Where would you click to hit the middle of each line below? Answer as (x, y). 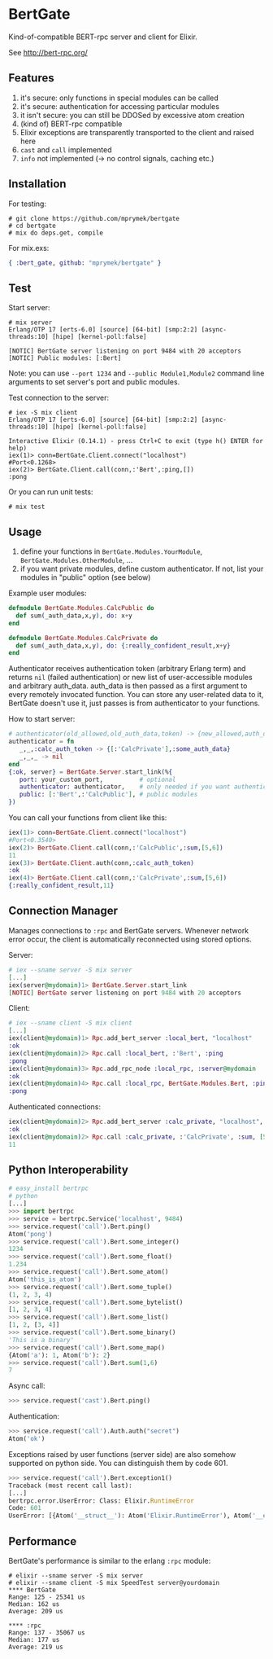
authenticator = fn (41, 742)
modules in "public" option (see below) (85, 577)
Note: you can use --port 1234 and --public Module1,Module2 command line (136, 373)
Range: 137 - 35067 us (47, 1633)
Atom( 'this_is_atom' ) (45, 1279)
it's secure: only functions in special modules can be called (119, 98)
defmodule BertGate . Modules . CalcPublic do (81, 608)
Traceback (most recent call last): (70, 1486)
